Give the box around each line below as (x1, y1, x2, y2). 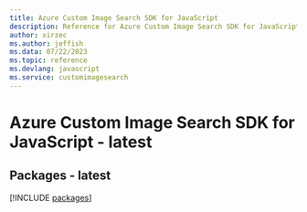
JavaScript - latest (9, 132, 153, 152)
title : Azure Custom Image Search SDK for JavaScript (9, 13, 219, 23)
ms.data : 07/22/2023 (9, 48, 89, 57)
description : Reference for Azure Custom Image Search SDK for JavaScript (9, 22, 301, 31)
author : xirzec (9, 30, 68, 39)
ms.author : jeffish (9, 38, 84, 48)
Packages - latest (9, 168, 111, 184)
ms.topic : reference (9, 56, 89, 65)
